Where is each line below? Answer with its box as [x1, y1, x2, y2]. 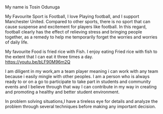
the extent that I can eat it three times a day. [5, 54, 93, 60]
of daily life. [5, 39, 29, 45]
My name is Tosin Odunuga [5, 4, 60, 10]
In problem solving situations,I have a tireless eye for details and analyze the [5, 98, 158, 104]
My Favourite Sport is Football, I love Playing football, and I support [5, 14, 140, 19]
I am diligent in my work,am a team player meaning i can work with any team [5, 68, 158, 74]
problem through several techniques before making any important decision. [5, 104, 156, 109]
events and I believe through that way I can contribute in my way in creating [5, 84, 157, 89]
